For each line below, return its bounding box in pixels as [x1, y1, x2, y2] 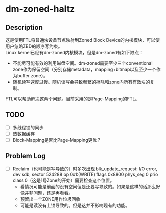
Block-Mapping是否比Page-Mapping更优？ [12, 137, 102, 143]
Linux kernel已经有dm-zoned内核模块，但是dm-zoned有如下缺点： [5, 50, 144, 55]
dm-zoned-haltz [5, 3, 75, 15]
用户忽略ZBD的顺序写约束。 [5, 43, 63, 49]
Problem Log [5, 152, 46, 160]
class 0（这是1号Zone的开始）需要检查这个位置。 [12, 177, 114, 183]
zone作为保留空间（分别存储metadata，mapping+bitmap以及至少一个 [12, 66, 157, 72]
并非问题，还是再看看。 [24, 190, 73, 196]
